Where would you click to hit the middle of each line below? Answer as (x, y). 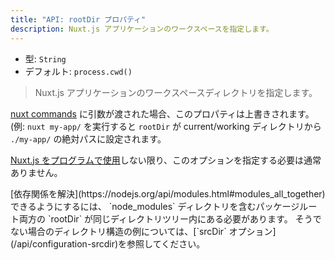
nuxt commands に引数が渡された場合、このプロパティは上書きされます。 (162, 113)
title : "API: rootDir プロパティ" (78, 19)
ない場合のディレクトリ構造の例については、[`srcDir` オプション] (143, 231)
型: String (45, 58)
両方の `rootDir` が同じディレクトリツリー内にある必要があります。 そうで (170, 218)
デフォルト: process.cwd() (78, 71)
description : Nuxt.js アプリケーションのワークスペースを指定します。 (142, 29)
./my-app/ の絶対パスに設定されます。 (88, 138)
